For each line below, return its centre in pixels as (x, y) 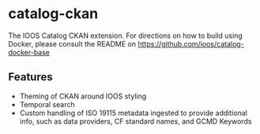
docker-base (29, 52)
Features (30, 77)
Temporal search (47, 104)
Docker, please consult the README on (72, 43)
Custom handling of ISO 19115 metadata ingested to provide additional (133, 113)
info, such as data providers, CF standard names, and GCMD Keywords (136, 121)
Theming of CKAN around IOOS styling (83, 96)
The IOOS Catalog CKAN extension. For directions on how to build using (125, 35)
